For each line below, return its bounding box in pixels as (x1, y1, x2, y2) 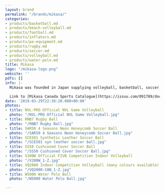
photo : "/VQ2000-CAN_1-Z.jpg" (9, 167, 71, 172)
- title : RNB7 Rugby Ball (5, 117, 58, 122)
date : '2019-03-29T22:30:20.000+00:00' (5, 98, 87, 103)
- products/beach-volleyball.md (5, 26, 71, 31)
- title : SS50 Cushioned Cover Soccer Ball (5, 144, 96, 149)
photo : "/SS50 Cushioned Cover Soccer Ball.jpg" (9, 149, 111, 154)
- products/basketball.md (5, 21, 58, 26)
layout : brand (5, 7, 34, 12)
